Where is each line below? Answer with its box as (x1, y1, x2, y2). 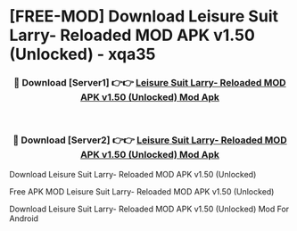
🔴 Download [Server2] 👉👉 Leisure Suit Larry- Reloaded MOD (12, 134, 287, 146)
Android (9, 212, 38, 224)
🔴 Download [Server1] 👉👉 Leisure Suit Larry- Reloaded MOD (12, 77, 287, 89)
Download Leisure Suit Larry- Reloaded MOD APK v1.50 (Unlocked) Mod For (9, 203, 290, 214)
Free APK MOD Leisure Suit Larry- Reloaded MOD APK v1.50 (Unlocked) (9, 186, 275, 197)
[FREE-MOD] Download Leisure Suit (9, 6, 279, 27)
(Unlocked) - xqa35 (9, 45, 156, 64)
